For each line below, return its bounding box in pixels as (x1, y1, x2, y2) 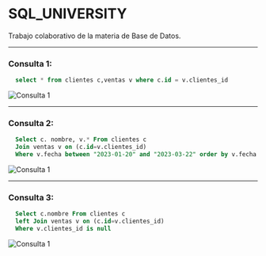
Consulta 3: (8, 192, 54, 203)
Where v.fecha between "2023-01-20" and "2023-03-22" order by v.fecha (15, 151, 257, 159)
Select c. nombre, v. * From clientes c (15, 136, 147, 143)
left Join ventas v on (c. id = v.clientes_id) (15, 217, 165, 226)
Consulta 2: (8, 118, 54, 129)
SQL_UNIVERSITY (8, 5, 127, 23)
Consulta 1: (8, 58, 53, 69)
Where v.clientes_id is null (15, 225, 112, 233)
